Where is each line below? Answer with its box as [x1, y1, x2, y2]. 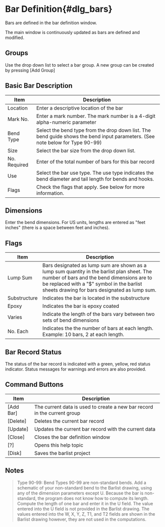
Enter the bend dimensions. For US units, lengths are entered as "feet [5, 220, 146, 226]
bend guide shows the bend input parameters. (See [36, 133, 155, 140]
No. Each [7, 328, 28, 335]
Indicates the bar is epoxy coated [42, 302, 119, 309]
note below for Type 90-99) [36, 139, 102, 146]
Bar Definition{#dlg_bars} [5, 3, 113, 15]
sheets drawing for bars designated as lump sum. [42, 287, 156, 294]
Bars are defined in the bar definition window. [5, 20, 97, 26]
